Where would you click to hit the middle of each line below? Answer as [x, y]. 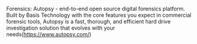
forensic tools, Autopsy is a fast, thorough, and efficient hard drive [89, 21]
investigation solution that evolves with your [61, 28]
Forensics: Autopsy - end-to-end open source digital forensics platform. [96, 9]
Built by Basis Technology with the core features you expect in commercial [99, 15]
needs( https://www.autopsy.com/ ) [49, 34]
